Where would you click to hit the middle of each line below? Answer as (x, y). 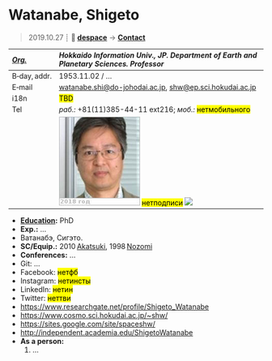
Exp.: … (33, 230)
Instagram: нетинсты (55, 281)
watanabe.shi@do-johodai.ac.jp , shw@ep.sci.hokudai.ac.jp (157, 87)
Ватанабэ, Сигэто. (51, 238)
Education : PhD (47, 221)
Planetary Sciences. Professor (111, 64)
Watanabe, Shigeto (74, 15)
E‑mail (22, 87)
